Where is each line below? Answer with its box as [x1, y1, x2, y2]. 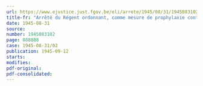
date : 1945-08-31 [6, 20, 50, 26]
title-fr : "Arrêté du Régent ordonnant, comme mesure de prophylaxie [6, 15, 185, 21]
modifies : [6, 59, 31, 65]
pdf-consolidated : [6, 71, 53, 77]
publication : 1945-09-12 [6, 48, 69, 55]
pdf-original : [6, 65, 42, 71]
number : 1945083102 [6, 31, 56, 38]
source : [6, 25, 26, 32]
